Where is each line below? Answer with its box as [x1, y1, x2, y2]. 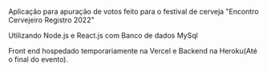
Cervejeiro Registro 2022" [8, 15, 95, 25]
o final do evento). [8, 55, 69, 64]
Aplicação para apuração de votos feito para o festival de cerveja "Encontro [8, 7, 259, 16]
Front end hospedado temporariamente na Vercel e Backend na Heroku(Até [8, 46, 258, 55]
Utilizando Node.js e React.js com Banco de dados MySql [8, 31, 198, 40]
